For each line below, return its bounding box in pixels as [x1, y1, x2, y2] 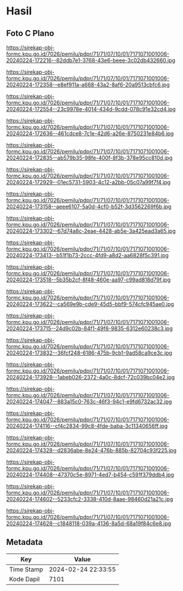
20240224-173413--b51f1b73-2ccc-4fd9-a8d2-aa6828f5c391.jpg [6, 252, 169, 259]
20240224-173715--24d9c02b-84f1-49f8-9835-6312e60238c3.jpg [6, 325, 173, 332]
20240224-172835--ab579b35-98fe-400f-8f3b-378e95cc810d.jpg [6, 154, 173, 161]
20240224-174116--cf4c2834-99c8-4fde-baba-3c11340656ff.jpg [6, 422, 168, 430]
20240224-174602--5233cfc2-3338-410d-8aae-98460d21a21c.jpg [6, 496, 173, 502]
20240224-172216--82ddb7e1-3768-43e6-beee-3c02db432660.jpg [6, 57, 175, 64]
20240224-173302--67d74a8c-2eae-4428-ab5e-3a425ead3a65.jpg [6, 227, 176, 235]
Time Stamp [9, 565, 44, 574]
